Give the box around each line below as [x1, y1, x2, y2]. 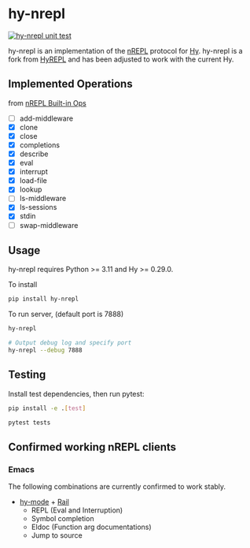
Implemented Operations [8, 77, 133, 91]
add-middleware [19, 114, 73, 123]
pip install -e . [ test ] [8, 404, 86, 412]
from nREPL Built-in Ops [8, 98, 86, 107]
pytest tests [8, 419, 51, 427]
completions [19, 140, 61, 150]
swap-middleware [19, 220, 79, 229]
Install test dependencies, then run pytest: [8, 389, 145, 398]
